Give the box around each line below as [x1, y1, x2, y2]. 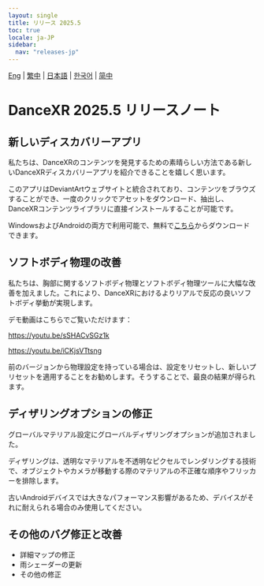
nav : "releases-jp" [15, 48, 80, 56]
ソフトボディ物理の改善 [8, 256, 122, 269]
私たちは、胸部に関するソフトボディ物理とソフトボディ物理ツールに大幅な [8, 278, 250, 288]
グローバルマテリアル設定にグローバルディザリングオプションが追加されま [8, 429, 250, 439]
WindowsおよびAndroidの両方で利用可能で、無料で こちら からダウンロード [8, 221, 251, 230]
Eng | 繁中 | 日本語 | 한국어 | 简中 [8, 71, 113, 80]
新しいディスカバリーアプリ [8, 135, 142, 148]
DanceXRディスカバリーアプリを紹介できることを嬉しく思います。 [14, 167, 230, 177]
